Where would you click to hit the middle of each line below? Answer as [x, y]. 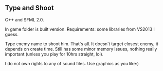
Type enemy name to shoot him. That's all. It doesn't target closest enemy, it [82, 44]
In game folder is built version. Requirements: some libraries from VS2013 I [80, 29]
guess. [12, 34]
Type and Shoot [29, 8]
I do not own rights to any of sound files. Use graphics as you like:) [72, 63]
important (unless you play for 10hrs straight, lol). [54, 54]
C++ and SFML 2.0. [25, 19]
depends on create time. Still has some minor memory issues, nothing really [81, 49]
